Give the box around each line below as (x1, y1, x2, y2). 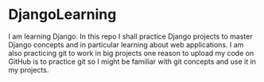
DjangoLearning (8, 6, 117, 24)
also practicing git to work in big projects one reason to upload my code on (8, 48, 254, 58)
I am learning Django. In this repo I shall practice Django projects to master (8, 32, 253, 41)
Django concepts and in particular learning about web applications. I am (8, 39, 244, 49)
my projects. (8, 65, 49, 74)
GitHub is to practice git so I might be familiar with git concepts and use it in (8, 57, 257, 66)
